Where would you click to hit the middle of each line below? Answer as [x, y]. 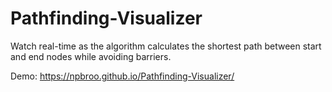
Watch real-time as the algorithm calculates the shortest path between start [166, 46]
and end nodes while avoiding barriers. [91, 56]
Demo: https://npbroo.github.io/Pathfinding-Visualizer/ [122, 76]
